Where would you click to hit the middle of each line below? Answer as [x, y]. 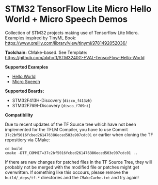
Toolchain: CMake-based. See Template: [46, 52]
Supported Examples [27, 67]
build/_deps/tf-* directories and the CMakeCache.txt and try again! [72, 177]
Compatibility [19, 115]
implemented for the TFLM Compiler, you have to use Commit [66, 129]
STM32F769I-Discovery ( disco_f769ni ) [51, 105]
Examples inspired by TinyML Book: [41, 38]
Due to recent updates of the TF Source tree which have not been [71, 124]
